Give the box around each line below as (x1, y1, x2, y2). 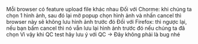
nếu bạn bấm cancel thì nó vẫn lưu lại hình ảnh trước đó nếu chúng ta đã (6, 24, 185, 32)
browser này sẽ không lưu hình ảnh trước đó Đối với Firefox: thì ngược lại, (6, 18, 187, 25)
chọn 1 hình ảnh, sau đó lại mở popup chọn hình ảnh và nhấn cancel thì (6, 12, 182, 19)
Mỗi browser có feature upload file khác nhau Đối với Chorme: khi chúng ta (6, 6, 192, 12)
